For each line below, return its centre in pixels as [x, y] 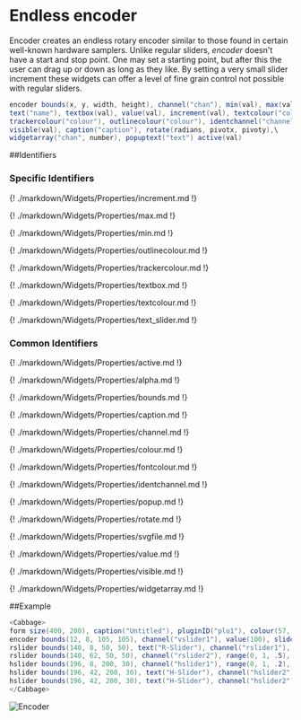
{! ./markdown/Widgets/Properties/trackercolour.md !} [109, 268]
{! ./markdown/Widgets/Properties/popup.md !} [97, 501]
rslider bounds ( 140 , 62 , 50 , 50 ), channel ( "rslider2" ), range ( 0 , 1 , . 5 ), [150, 656]
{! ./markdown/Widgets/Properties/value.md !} [95, 554]
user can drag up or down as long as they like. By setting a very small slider [149, 69]
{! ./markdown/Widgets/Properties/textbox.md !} [99, 285]
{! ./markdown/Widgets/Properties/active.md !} [96, 362]
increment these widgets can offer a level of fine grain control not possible [147, 78]
